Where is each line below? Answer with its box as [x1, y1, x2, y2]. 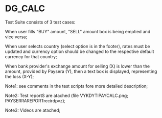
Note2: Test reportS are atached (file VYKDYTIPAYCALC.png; [5, 93, 129, 98]
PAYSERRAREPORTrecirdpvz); [5, 97, 66, 103]
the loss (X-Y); [5, 73, 34, 79]
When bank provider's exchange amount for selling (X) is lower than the [5, 63, 150, 69]
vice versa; [5, 34, 27, 40]
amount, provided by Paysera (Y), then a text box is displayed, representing [5, 68, 158, 74]
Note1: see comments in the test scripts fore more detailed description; [5, 83, 148, 89]
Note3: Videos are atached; [5, 107, 61, 113]
